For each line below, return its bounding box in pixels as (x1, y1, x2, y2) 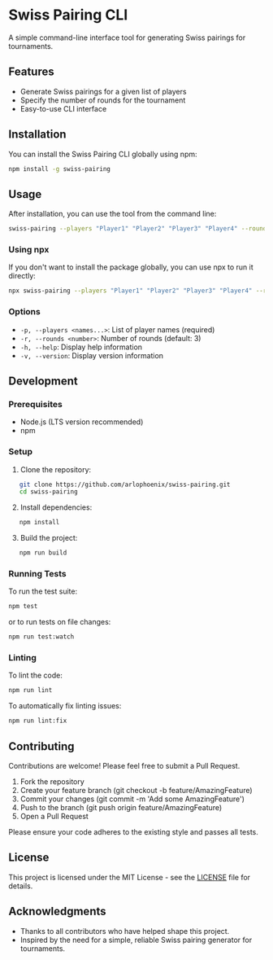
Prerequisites (8, 398, 63, 410)
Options (8, 306, 41, 318)
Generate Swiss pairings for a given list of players (19, 86, 187, 96)
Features (8, 65, 54, 79)
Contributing (8, 739, 75, 753)
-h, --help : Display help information (19, 342, 143, 352)
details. (8, 881, 33, 891)
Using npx (8, 244, 50, 256)
